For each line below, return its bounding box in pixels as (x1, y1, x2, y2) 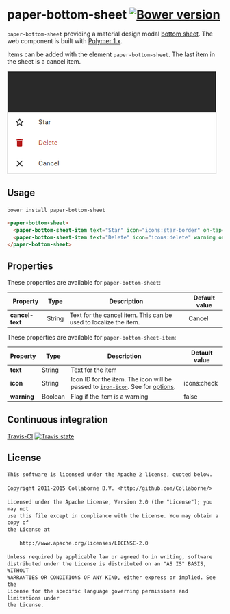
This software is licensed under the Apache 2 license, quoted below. (7, 471, 213, 478)
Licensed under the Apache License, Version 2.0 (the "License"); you (7, 498, 213, 506)
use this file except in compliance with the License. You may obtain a (7, 512, 219, 519)
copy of (7, 519, 29, 526)
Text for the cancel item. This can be (69, 311, 172, 319)
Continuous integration (7, 414, 108, 425)
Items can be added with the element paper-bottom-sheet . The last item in (7, 50, 216, 58)
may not (7, 505, 29, 512)
